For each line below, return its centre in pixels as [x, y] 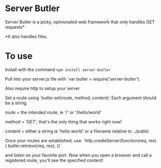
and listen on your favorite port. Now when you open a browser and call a [78, 155]
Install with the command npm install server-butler [58, 69]
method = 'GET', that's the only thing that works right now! [64, 121]
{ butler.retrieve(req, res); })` [33, 146]
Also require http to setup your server [42, 88]
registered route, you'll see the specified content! [54, 160]
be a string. [16, 103]
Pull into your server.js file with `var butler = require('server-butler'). [73, 79]
